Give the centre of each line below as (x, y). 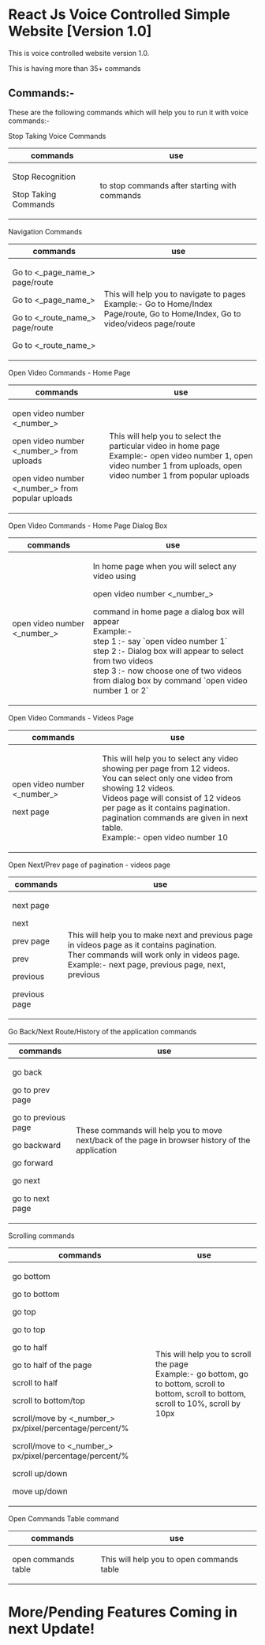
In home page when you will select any (164, 566)
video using (114, 576)
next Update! (52, 1629)
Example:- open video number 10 (165, 837)
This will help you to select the (165, 436)
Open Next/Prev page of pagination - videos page (90, 865)
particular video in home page (165, 446)
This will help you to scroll (203, 1354)
